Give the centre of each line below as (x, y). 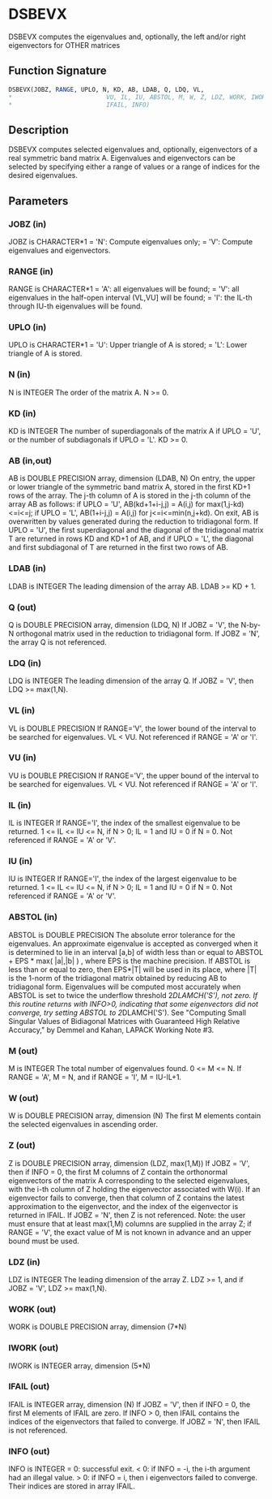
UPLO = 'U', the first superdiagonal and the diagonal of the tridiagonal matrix (136, 530)
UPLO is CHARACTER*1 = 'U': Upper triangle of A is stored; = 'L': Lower (128, 345)
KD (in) (22, 413)
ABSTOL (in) (33, 917)
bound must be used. (44, 1241)
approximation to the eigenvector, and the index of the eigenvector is (123, 1206)
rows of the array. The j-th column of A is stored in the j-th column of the (130, 495)
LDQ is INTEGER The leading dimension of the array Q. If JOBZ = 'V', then (131, 681)
